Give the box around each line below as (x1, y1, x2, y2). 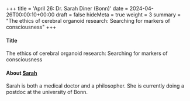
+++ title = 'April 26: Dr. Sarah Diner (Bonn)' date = (6, 5, 129, 12)
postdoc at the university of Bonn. (6, 89, 88, 96)
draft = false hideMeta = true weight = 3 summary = (56, 11, 181, 18)
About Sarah (6, 69, 37, 76)
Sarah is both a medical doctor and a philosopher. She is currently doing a (6, 82, 184, 89)
